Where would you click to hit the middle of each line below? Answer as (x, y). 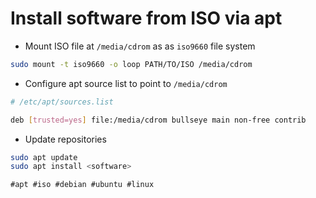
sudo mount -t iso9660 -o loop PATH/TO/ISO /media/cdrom (131, 64)
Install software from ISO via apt (146, 18)
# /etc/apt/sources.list (62, 102)
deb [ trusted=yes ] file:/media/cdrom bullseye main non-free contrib (158, 120)
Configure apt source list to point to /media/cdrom (126, 83)
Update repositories (65, 139)
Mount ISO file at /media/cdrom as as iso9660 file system (140, 46)
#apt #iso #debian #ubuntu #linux (82, 185)
